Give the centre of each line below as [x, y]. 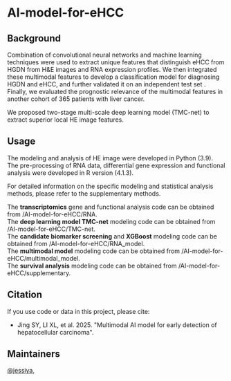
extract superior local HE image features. [66, 120]
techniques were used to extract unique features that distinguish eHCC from [116, 62]
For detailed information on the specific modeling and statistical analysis [110, 186]
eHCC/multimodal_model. [44, 258]
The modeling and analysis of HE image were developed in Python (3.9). [110, 158]
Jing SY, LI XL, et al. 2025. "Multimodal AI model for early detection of [117, 325]
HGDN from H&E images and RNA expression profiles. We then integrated [112, 69]
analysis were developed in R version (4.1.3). [70, 173]
